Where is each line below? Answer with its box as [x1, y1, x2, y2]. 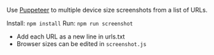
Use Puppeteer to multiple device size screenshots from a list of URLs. [6, 6, 208, 14]
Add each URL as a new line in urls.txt [16, 32, 125, 41]
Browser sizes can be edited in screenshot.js [16, 40, 147, 47]
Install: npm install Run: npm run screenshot [6, 19, 133, 27]
